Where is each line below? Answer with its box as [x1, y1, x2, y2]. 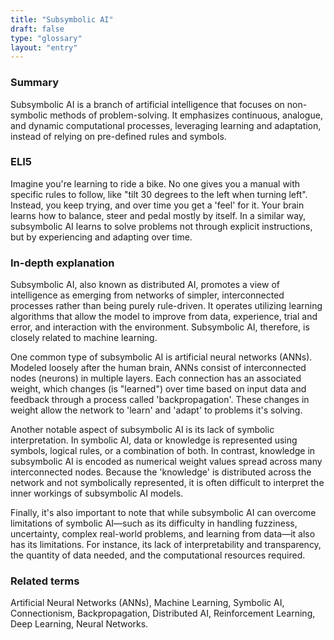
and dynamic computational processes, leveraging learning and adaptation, [10, 119, 322, 131]
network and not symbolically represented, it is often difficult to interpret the [10, 477, 325, 489]
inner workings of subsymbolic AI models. [10, 487, 184, 500]
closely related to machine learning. [10, 332, 158, 344]
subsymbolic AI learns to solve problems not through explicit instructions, [10, 220, 313, 232]
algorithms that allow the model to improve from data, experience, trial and [10, 311, 318, 323]
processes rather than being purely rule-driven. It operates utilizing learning [10, 300, 323, 312]
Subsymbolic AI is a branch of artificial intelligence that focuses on [10, 98, 285, 110]
